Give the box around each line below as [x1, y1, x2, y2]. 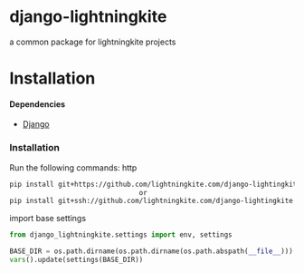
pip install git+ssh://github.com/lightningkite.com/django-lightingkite [9, 197, 294, 206]
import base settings [9, 213, 87, 224]
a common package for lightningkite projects [9, 36, 176, 47]
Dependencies [9, 98, 66, 110]
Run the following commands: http [9, 161, 138, 173]
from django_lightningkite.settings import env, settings [9, 230, 233, 239]
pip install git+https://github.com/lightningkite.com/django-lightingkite [9, 180, 301, 189]
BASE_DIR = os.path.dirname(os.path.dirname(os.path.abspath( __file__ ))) [9, 247, 294, 256]
